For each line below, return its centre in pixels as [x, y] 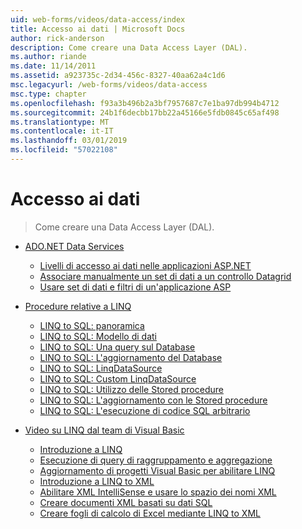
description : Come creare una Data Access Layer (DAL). [129, 47]
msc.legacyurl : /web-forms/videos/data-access [109, 85]
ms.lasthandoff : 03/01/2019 [69, 141]
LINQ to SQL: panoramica [92, 325]
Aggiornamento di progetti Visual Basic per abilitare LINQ [157, 470]
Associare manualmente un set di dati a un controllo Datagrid [165, 276]
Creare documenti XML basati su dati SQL [126, 502]
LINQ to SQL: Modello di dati [98, 336]
